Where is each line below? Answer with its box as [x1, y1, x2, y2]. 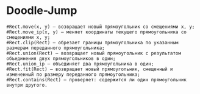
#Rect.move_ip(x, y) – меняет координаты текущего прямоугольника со [6, 29, 187, 35]
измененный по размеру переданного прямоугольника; [6, 71, 140, 78]
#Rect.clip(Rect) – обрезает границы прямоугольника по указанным [6, 39, 179, 45]
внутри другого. [6, 82, 48, 88]
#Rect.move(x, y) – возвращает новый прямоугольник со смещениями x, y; [6, 24, 195, 30]
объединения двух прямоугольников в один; [6, 55, 116, 61]
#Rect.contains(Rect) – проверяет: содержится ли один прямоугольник [6, 76, 187, 82]
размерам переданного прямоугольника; [6, 45, 105, 51]
